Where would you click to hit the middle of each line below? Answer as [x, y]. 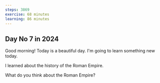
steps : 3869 [17, 10]
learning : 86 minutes [27, 19]
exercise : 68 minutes [27, 14]
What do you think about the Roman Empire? [50, 75]
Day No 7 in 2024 [32, 39]
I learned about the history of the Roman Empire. [54, 66]
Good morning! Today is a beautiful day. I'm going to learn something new [80, 51]
